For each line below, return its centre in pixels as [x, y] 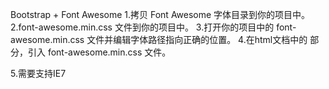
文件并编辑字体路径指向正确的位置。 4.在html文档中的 [197, 39]
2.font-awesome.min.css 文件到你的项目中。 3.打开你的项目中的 [142, 27]
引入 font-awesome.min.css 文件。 [99, 52]
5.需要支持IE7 [38, 73]
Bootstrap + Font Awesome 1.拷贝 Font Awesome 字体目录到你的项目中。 [160, 14]
